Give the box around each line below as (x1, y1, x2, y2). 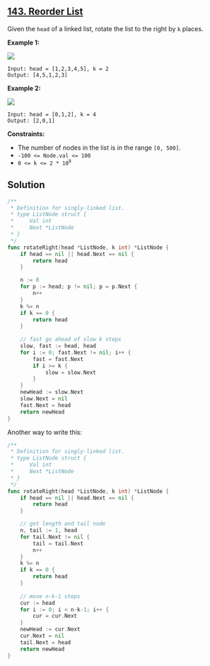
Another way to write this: (7, 428, 83, 436)
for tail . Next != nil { (20, 533, 91, 540)
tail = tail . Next (33, 540, 83, 547)
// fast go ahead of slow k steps (20, 336, 122, 343)
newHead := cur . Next (20, 626, 81, 633)
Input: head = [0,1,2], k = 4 (7, 111, 97, 118)
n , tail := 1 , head (20, 527, 78, 534)
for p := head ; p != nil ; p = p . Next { (20, 283, 138, 290)
